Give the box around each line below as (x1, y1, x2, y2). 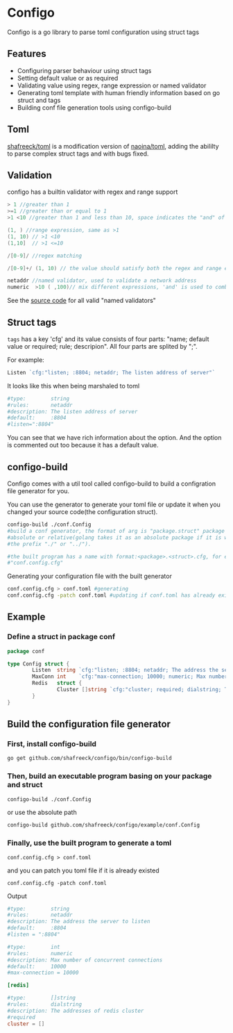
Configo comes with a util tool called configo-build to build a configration (7, 479, 216, 488)
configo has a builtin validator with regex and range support (7, 188, 178, 196)
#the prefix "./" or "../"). (7, 540, 92, 547)
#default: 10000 (7, 963, 67, 970)
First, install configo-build (7, 739, 97, 748)
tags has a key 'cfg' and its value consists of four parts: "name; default (7, 335, 209, 343)
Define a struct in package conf (7, 632, 116, 642)
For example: (7, 356, 45, 364)
